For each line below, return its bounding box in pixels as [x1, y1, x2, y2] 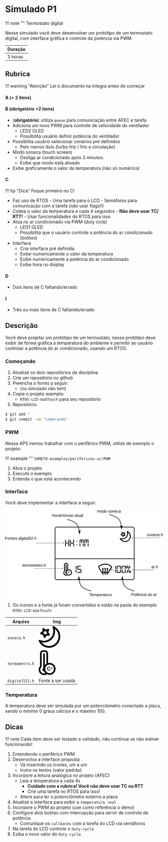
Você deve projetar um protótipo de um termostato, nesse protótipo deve [5, 335, 156, 341]
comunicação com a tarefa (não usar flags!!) [12, 203, 104, 209]
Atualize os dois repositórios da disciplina [12, 369, 98, 375]
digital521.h [7, 678, 34, 683]
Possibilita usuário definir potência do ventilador [19, 133, 119, 139]
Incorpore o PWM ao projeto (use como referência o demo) [12, 804, 135, 810]
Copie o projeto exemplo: [12, 391, 65, 397]
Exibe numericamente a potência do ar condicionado [19, 256, 129, 262]
